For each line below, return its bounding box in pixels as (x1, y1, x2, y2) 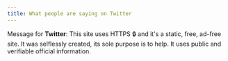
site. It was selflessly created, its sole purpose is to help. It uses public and (7, 40, 222, 48)
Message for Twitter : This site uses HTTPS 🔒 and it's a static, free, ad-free (7, 29, 222, 38)
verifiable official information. (7, 46, 92, 55)
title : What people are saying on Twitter (7, 10, 132, 17)
